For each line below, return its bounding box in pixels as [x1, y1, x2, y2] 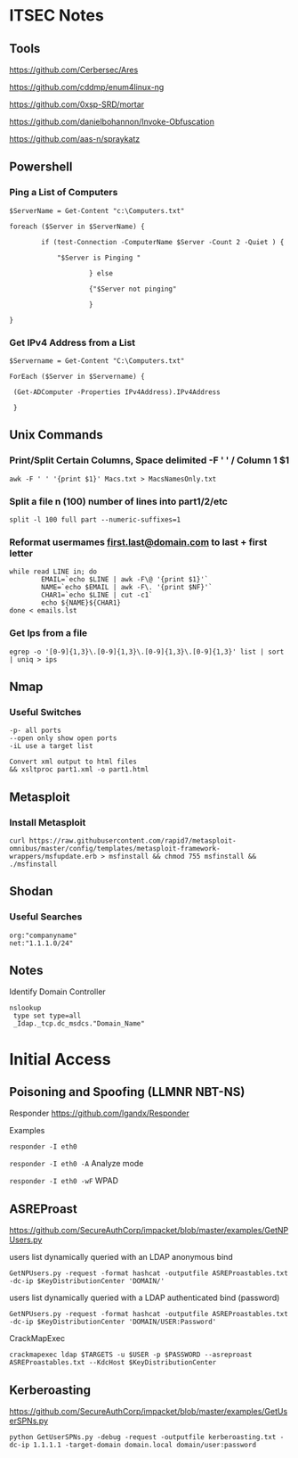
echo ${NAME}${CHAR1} [41, 598, 122, 607]
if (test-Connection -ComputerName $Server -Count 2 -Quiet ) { [41, 237, 285, 246]
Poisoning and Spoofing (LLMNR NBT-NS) [9, 1084, 246, 1100]
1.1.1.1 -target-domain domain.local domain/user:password [32, 1441, 256, 1450]
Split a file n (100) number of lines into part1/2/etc [9, 495, 229, 507]
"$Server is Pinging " [56, 253, 141, 262]
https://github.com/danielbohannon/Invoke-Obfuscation [9, 117, 215, 127]
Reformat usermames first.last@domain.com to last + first [9, 536, 268, 548]
